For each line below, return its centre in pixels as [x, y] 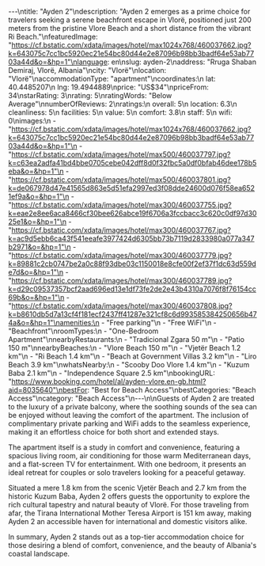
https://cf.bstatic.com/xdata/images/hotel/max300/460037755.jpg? [121, 205]
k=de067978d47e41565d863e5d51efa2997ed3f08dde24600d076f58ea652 [132, 188]
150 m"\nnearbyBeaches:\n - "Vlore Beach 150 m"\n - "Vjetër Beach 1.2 [125, 348]
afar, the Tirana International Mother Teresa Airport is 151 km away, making [130, 513]
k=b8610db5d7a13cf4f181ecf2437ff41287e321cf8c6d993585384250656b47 [132, 314]
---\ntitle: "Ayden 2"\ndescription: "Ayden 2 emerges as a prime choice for [129, 11]
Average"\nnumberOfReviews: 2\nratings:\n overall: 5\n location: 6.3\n [123, 104]
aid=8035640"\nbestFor [48, 390]
